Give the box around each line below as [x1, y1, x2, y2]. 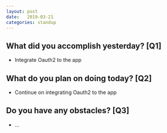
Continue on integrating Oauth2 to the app [14, 89, 117, 96]
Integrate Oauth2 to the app [14, 57, 82, 64]
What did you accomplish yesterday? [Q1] [6, 41, 162, 51]
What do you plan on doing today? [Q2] [6, 73, 152, 83]
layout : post [6, 8, 38, 15]
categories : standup [6, 19, 57, 25]
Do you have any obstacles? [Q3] [6, 106, 129, 116]
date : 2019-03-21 [6, 14, 54, 20]
